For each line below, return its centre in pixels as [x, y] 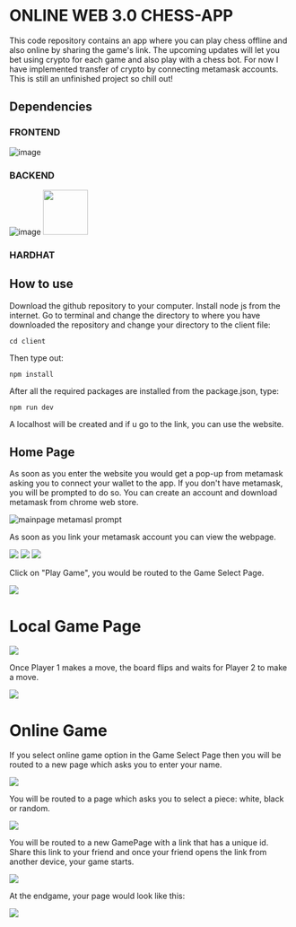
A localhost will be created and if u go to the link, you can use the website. [147, 424]
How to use [41, 284]
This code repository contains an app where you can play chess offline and [148, 40]
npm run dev [31, 407]
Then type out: [37, 358]
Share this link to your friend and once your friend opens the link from [138, 853]
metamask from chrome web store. [74, 503]
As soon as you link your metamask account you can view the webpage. [143, 537]
